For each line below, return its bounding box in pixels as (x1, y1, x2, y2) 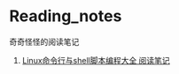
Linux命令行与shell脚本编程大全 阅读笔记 (21, 55, 170, 65)
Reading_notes (9, 6, 122, 26)
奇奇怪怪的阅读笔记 (9, 36, 80, 47)
